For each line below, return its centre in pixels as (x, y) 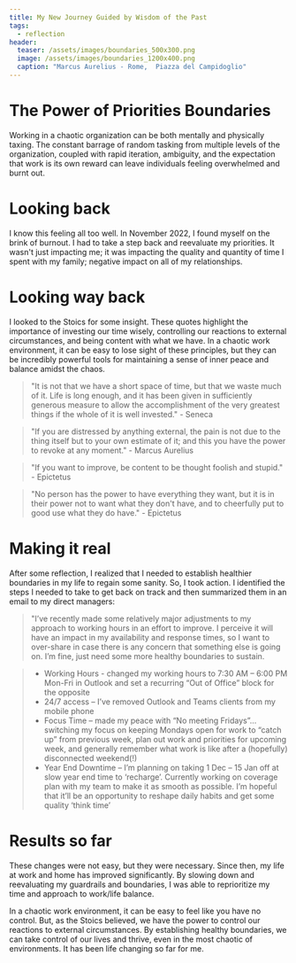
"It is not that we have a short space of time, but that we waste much (156, 385)
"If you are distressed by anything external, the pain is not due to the (156, 431)
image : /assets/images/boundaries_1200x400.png (106, 58)
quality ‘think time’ (77, 805)
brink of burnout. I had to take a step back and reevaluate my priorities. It (142, 242)
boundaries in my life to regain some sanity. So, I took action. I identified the (147, 582)
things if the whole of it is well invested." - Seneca (122, 414)
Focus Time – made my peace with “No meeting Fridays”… (150, 720)
